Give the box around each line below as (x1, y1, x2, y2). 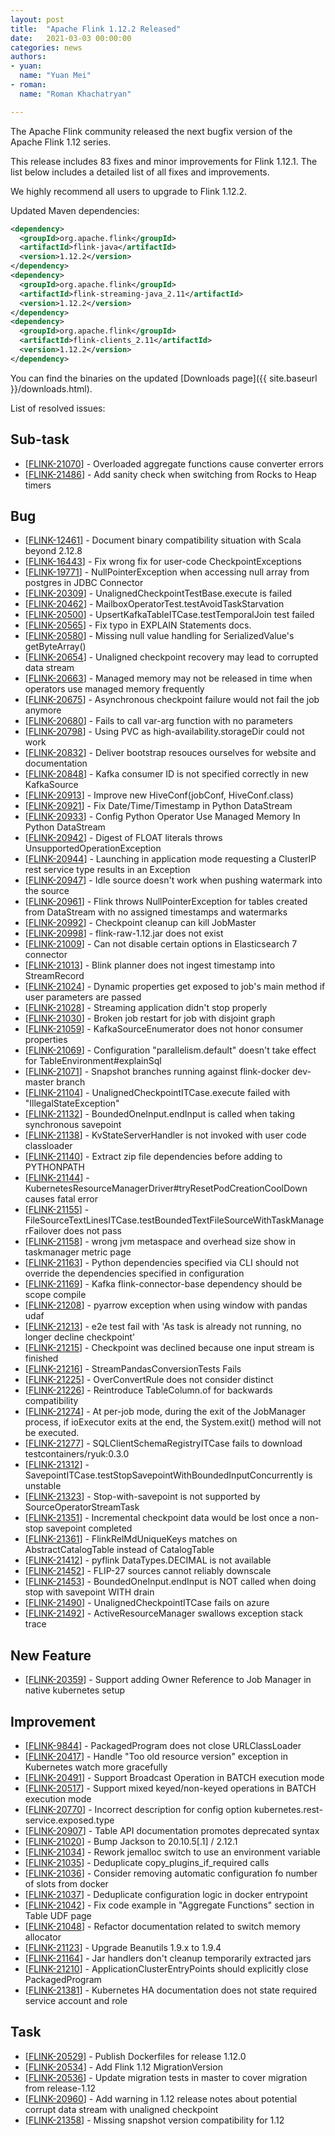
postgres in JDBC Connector (24, 577, 144, 589)
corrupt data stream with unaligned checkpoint (24, 2103, 219, 2115)
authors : (10, 52, 47, 62)
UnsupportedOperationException (24, 842, 162, 855)
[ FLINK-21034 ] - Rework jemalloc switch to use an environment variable (24, 1846, 322, 1858)
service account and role (24, 1995, 128, 2006)
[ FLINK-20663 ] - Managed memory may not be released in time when (24, 672, 313, 685)
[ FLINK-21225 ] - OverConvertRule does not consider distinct (24, 1374, 274, 1386)
